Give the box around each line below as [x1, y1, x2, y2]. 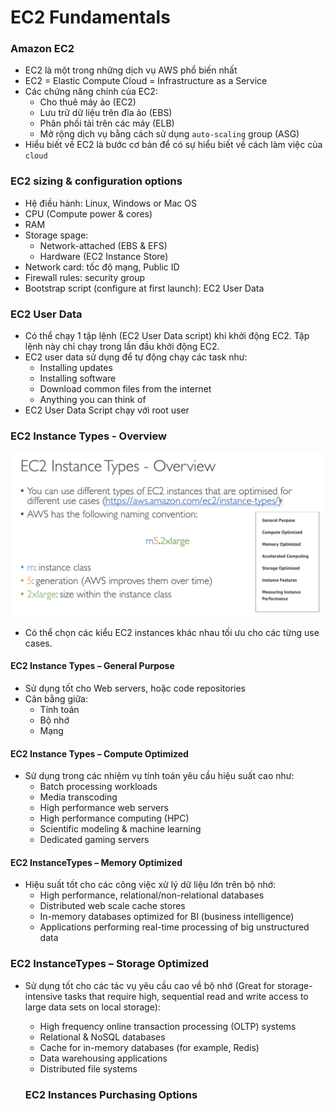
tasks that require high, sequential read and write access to [64, 990, 309, 1002]
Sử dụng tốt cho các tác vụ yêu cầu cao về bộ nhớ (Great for [24, 979, 276, 991]
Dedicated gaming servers [39, 834, 150, 846]
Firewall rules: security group [24, 271, 146, 283]
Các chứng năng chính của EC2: [24, 86, 158, 98]
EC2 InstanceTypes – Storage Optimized [10, 957, 210, 971]
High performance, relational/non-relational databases [39, 889, 265, 901]
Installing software [39, 372, 117, 385]
